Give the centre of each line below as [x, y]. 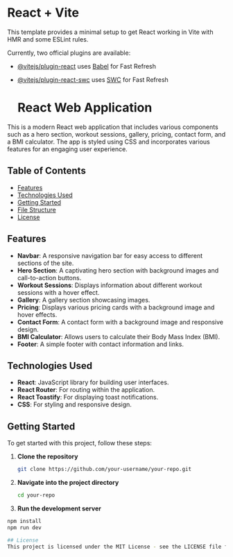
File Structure [37, 209]
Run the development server [59, 508]
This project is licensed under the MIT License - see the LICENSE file [114, 547]
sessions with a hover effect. [58, 292]
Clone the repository [48, 456]
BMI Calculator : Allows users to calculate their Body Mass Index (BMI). [119, 336]
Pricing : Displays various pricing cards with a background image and [116, 307]
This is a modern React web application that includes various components [113, 127]
